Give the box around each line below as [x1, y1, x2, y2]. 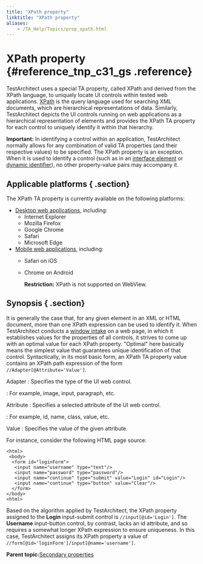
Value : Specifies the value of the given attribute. [6, 424, 128, 432]
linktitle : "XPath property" [6, 15, 80, 21]
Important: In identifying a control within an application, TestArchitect [6, 135, 181, 143]
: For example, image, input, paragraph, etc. [6, 389, 116, 396]
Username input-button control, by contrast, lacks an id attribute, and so [6, 520, 188, 527]
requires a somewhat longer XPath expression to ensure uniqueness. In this [6, 526, 195, 533]
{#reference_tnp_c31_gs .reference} [6, 65, 193, 79]
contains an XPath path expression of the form [6, 359, 123, 367]
